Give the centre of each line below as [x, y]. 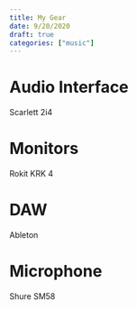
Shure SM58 [32, 296]
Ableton [24, 235]
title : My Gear [38, 18]
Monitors [44, 149]
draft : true [32, 34]
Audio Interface [69, 87]
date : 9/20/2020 [40, 26]
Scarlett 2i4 [31, 113]
